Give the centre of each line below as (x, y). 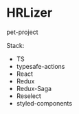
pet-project (22, 32)
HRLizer (30, 13)
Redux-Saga (34, 88)
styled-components (44, 103)
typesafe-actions (41, 66)
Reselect (29, 96)
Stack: (15, 45)
